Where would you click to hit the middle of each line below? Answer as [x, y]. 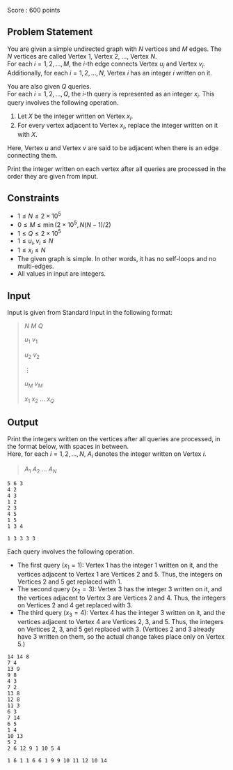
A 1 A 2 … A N [40, 469]
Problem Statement [50, 32]
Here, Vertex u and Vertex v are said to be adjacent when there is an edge [113, 148]
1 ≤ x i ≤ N [31, 251]
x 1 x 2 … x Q [39, 399]
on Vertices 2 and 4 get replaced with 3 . [75, 605]
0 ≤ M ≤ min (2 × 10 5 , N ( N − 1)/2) [64, 224]
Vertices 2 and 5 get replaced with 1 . [70, 582]
